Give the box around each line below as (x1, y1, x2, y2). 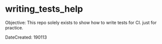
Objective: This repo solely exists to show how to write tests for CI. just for (5, 20, 157, 25)
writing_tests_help (5, 3, 83, 15)
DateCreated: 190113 (5, 34, 47, 40)
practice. (5, 24, 23, 30)
